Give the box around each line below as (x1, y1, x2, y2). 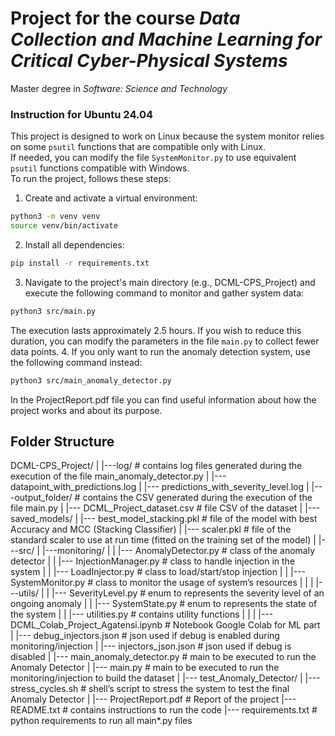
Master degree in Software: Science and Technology (10, 82, 228, 94)
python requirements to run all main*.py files (10, 715, 193, 727)
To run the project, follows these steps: (10, 173, 172, 185)
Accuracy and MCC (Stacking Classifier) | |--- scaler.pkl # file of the (10, 523, 292, 536)
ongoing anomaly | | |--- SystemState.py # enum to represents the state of (10, 598, 318, 610)
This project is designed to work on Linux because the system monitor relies (10, 130, 325, 142)
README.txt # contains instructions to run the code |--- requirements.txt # (10, 704, 318, 716)
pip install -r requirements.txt (10, 258, 150, 268)
